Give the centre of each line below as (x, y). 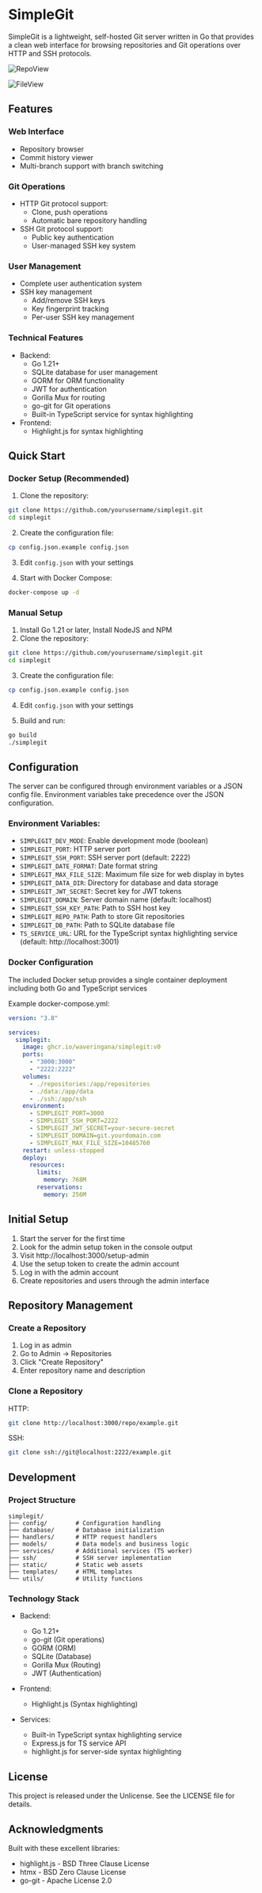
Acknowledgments (56, 1829)
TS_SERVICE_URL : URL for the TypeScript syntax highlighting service (129, 933)
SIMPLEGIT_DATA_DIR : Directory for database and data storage (119, 883)
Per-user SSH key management (83, 317)
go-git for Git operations (71, 405)
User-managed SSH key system (84, 245)
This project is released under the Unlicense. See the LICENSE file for (122, 1796)
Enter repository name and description (82, 1370)
